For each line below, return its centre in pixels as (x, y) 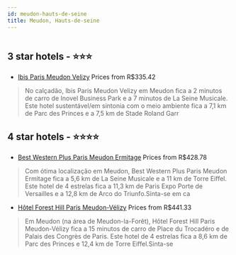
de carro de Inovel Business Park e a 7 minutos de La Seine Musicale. (126, 98)
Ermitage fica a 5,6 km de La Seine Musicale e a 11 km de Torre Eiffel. (125, 179)
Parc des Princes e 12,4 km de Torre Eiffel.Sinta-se (99, 244)
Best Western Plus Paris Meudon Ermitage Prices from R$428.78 (112, 158)
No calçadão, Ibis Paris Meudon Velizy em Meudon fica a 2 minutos (123, 91)
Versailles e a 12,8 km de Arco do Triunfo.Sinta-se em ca (107, 194)
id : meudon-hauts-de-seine (47, 14)
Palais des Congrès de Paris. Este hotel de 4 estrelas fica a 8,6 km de (126, 237)
